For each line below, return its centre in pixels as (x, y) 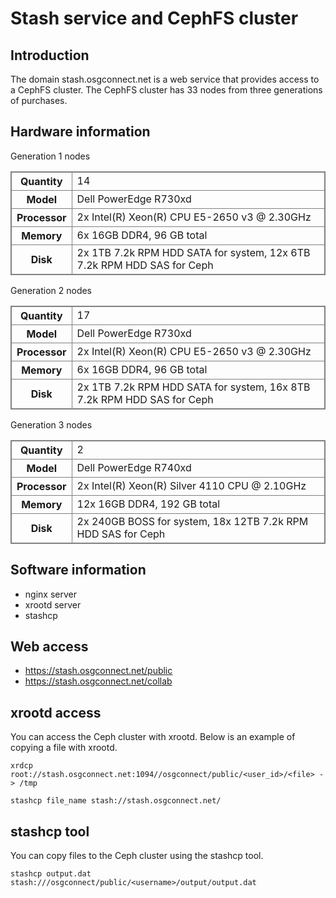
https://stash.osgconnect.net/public (98, 671)
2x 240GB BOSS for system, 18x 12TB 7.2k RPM (192, 521)
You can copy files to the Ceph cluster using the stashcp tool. (137, 856)
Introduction (50, 55)
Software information (78, 570)
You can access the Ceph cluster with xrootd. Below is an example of (153, 737)
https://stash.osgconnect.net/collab (98, 681)
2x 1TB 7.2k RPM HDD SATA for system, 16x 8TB (193, 387)
